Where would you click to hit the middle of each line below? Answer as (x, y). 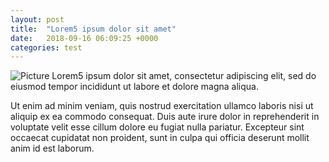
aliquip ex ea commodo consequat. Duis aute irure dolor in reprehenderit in (165, 117)
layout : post (37, 19)
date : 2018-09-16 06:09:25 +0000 (84, 38)
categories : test (46, 47)
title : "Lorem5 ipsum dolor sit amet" (93, 29)
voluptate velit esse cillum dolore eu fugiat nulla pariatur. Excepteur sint (157, 127)
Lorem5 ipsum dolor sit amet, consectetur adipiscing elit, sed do (184, 76)
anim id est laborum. (52, 148)
